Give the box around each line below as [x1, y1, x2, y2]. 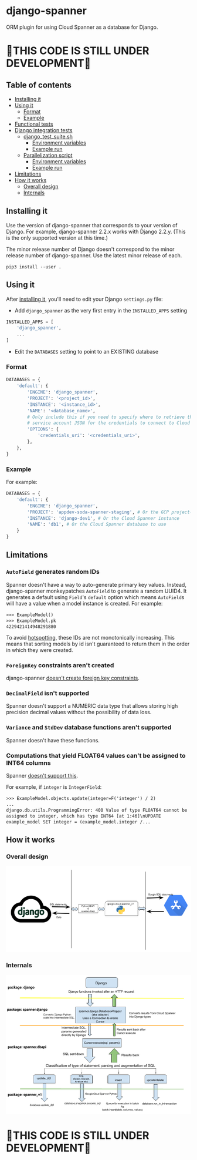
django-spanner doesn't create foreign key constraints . [6, 674, 140, 682]
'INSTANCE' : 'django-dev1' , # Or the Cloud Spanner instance [27, 515, 180, 521]
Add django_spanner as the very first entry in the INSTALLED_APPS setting [14, 307, 188, 314]
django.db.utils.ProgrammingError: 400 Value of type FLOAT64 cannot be [6, 807, 188, 813]
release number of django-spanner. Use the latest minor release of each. [6, 251, 182, 259]
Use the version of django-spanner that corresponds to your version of [6, 221, 178, 228]
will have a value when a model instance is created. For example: [6, 600, 163, 607]
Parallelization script [23, 152, 73, 159]
